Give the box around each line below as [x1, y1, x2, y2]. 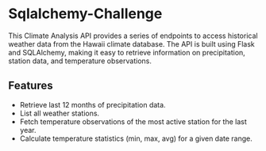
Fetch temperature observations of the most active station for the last [19, 116, 248, 126]
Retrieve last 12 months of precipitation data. [19, 100, 166, 109]
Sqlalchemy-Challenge [8, 5, 163, 23]
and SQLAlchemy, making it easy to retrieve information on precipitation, [8, 47, 246, 57]
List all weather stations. [19, 108, 100, 118]
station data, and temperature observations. [8, 56, 152, 66]
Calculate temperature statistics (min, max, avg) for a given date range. [19, 134, 253, 143]
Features [8, 79, 53, 92]
